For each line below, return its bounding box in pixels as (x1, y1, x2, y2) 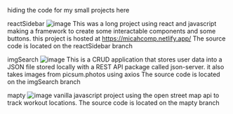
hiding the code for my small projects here (7, 6, 130, 14)
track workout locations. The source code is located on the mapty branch (7, 99, 220, 107)
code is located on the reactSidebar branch (7, 42, 133, 50)
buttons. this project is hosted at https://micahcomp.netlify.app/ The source (7, 34, 226, 43)
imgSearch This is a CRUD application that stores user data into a (7, 55, 222, 64)
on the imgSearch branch (7, 78, 81, 86)
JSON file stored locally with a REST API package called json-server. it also (7, 63, 225, 71)
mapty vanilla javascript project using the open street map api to (7, 91, 220, 99)
